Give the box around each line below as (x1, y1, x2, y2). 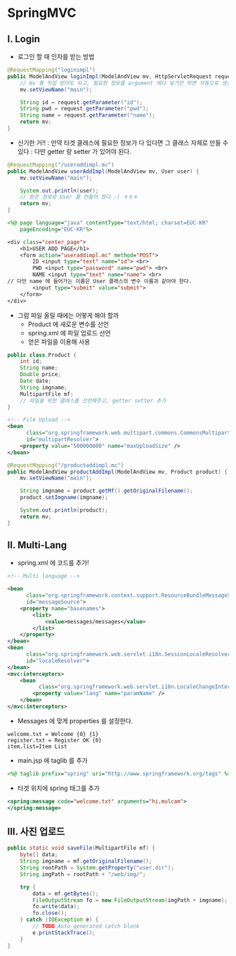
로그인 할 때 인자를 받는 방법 (17, 53, 95, 60)
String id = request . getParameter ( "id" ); (20, 98, 143, 106)
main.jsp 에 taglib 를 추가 (17, 756, 88, 764)
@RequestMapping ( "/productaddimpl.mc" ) (7, 462, 124, 469)
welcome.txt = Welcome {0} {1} (7, 730, 99, 737)
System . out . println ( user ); (20, 187, 99, 194)
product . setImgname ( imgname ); (20, 494, 109, 501)
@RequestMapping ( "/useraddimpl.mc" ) (7, 161, 114, 168)
